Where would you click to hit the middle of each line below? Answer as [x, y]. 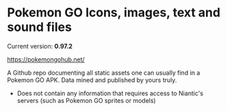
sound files [39, 27]
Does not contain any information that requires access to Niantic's [110, 93]
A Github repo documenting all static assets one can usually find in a [104, 73]
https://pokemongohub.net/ [46, 59]
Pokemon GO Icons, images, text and [114, 13]
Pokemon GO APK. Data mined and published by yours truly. [92, 79]
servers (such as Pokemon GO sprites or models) [86, 100]
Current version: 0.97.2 [40, 46]
